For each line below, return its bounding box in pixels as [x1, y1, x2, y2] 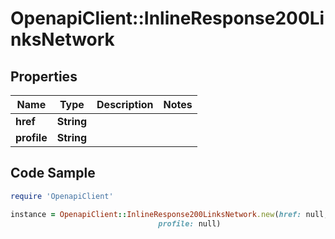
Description [96, 98, 154, 111]
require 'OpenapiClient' [10, 191, 114, 201]
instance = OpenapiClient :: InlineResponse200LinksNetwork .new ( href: [10, 209, 302, 219]
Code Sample [10, 165, 96, 182]
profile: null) [158, 218, 222, 229]
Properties [10, 68, 78, 85]
